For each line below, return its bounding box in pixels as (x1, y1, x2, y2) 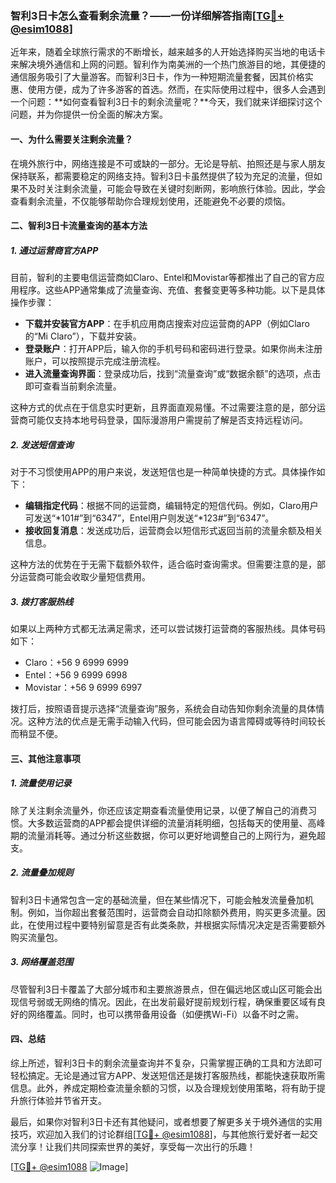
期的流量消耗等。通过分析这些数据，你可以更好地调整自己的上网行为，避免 (10, 829, 317, 841)
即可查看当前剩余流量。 (24, 380, 122, 392)
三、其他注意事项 (10, 752, 81, 764)
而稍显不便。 (10, 728, 63, 739)
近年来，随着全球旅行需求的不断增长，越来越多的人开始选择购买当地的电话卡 (10, 46, 326, 58)
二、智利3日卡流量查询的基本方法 (10, 220, 148, 232)
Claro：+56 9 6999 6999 (24, 657, 129, 668)
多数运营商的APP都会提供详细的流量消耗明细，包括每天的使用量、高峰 (36, 817, 326, 829)
